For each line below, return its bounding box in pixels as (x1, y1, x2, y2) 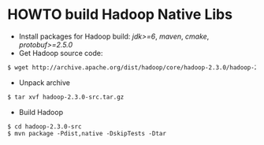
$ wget (7, 63, 29, 72)
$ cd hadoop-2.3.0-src (7, 122, 82, 131)
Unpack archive (18, 77, 70, 87)
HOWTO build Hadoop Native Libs (7, 6, 233, 24)
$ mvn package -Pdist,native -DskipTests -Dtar (7, 129, 167, 137)
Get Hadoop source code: (18, 48, 103, 58)
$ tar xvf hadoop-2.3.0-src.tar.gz (7, 93, 125, 101)
